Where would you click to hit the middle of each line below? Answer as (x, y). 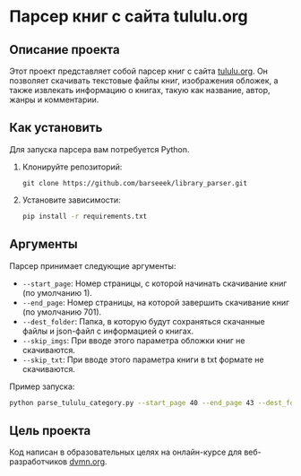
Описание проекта (64, 50)
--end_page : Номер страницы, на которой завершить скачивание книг (155, 302)
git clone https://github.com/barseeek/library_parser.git (135, 183)
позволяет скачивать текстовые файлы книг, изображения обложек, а (144, 81)
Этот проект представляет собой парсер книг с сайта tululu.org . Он (139, 71)
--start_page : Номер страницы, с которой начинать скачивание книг (155, 283)
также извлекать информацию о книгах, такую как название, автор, (140, 90)
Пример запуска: (42, 386)
